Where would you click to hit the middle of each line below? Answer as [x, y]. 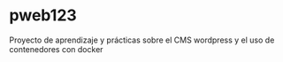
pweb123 [43, 15]
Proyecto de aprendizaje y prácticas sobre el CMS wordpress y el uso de [142, 40]
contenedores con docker [56, 49]
